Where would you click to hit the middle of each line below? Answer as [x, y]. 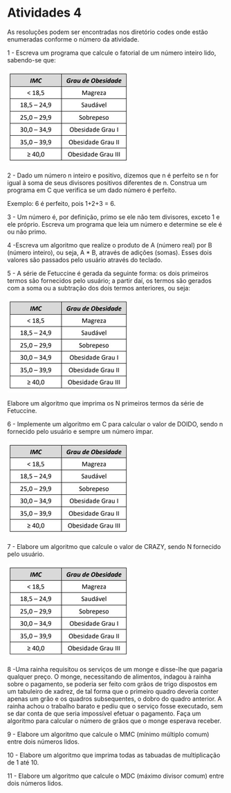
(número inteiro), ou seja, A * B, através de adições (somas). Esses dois [110, 252]
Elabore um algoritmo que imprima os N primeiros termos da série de [105, 403]
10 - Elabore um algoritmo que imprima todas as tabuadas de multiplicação [114, 755]
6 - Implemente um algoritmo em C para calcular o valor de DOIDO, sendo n [115, 424]
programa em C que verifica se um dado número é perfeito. [92, 190]
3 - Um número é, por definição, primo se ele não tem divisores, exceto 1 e [113, 217]
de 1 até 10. [23, 762]
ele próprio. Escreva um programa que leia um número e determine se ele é [115, 224]
